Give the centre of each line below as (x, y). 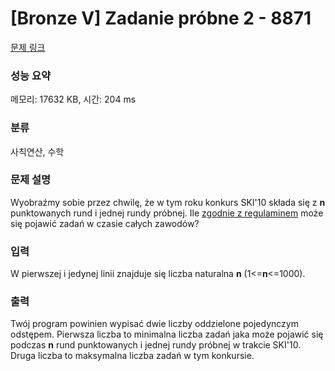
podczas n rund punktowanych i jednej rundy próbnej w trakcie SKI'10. (156, 345)
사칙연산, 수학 (37, 151)
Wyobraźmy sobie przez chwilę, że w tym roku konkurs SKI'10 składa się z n (168, 202)
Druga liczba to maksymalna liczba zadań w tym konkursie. (132, 356)
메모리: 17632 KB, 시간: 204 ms (73, 99)
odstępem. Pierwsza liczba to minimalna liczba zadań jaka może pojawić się (167, 334)
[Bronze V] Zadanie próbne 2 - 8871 (161, 18)
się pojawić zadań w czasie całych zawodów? (105, 223)
